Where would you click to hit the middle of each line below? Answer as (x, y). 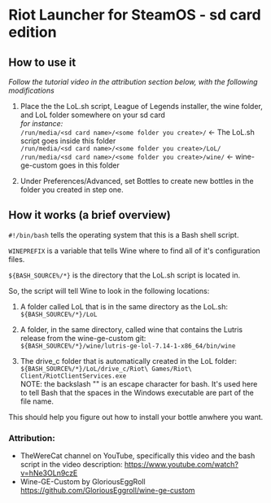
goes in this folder (89, 165)
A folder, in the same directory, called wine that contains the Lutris (131, 329)
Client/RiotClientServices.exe (73, 376)
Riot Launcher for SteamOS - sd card (135, 15)
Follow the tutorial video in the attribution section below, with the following (133, 82)
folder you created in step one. (72, 190)
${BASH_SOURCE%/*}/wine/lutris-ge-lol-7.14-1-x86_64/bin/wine (128, 346)
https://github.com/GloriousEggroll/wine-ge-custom (107, 491)
